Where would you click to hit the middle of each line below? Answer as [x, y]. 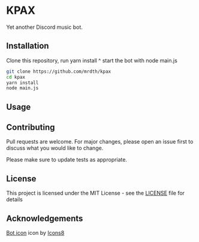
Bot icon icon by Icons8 [35, 233]
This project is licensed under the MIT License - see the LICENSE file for [95, 193]
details [14, 199]
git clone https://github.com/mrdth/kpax [59, 71]
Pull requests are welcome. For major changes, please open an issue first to [100, 142]
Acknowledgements [45, 218]
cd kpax [16, 77]
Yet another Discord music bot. [44, 27]
